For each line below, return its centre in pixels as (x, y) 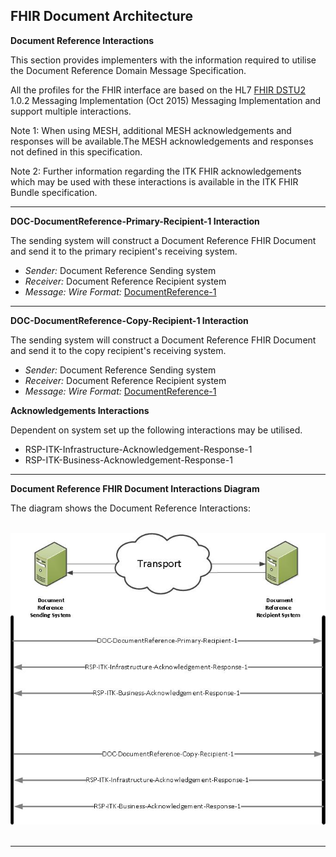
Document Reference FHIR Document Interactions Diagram (135, 488)
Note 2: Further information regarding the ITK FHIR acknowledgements (156, 171)
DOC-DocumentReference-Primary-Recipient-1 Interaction (135, 221)
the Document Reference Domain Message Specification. (128, 70)
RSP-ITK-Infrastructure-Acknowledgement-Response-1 (138, 449)
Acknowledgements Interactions (80, 410)
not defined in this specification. (76, 151)
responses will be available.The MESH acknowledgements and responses (162, 141)
